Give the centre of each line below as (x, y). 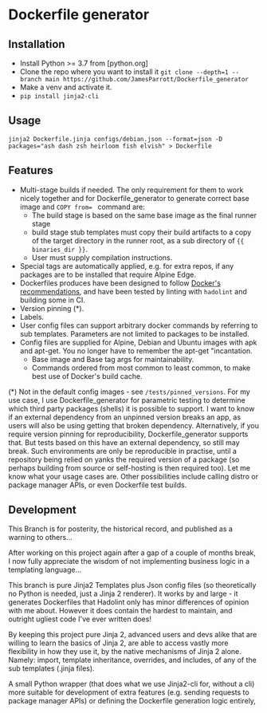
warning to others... (41, 538)
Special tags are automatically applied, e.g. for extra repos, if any (127, 266)
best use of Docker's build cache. (87, 376)
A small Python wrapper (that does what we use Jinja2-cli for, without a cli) (132, 684)
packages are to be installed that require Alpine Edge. (108, 274)
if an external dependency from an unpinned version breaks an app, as (125, 417)
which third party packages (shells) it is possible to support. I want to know (132, 408)
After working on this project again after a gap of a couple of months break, (132, 553)
